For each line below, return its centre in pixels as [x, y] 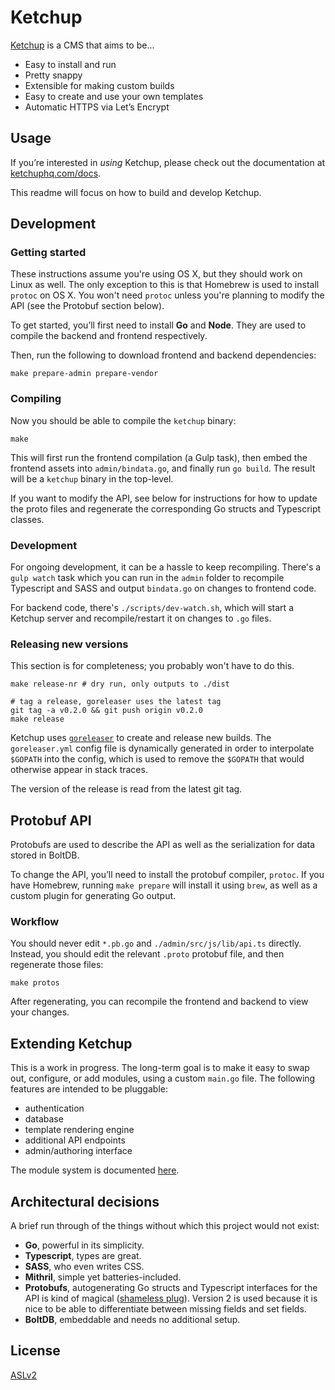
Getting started [48, 253]
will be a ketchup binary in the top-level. [92, 478]
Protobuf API [51, 820]
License [35, 1351]
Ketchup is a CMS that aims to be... [82, 45]
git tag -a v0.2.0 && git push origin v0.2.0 [106, 711]
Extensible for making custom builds [99, 85]
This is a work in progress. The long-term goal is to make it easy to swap [160, 1068]
